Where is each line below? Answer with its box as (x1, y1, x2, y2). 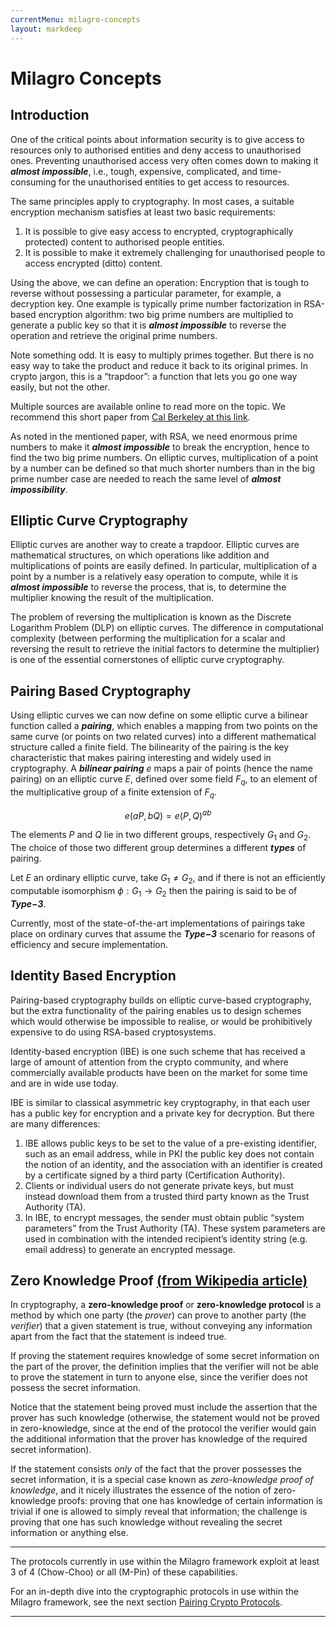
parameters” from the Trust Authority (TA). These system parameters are (24, 1222, 326, 1234)
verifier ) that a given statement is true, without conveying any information (10, 1320, 313, 1332)
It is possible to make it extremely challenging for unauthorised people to (24, 246, 326, 258)
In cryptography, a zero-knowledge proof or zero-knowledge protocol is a (10, 1299, 322, 1311)
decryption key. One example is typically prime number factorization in (10, 297, 302, 310)
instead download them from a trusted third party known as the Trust (24, 1190, 310, 1202)
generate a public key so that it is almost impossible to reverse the (10, 319, 287, 331)
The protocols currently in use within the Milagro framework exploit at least (10, 1556, 320, 1568)
